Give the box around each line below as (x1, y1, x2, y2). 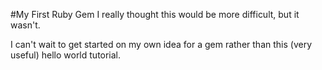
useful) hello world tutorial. (10, 49, 122, 61)
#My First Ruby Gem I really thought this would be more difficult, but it (10, 9, 300, 20)
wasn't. (10, 19, 41, 31)
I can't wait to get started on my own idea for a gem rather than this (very (10, 39, 312, 50)
